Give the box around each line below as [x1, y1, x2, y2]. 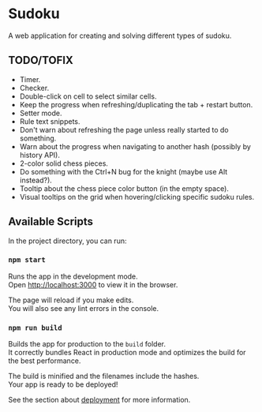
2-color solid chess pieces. [19, 159, 109, 168]
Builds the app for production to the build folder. [8, 339, 167, 349]
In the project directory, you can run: [8, 236, 127, 245]
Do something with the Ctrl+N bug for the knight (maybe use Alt [19, 167, 228, 176]
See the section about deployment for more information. [8, 395, 191, 405]
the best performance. [8, 356, 81, 365]
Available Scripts [8, 215, 93, 229]
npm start [8, 256, 46, 264]
